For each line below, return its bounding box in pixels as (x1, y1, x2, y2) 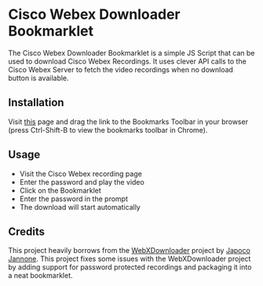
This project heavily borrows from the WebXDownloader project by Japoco (8, 246, 251, 255)
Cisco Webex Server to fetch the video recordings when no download (8, 64, 234, 74)
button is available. (8, 73, 69, 82)
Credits (8, 225, 46, 238)
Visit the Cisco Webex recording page (19, 169, 143, 178)
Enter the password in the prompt (19, 194, 128, 203)
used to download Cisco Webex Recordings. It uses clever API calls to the (8, 57, 247, 66)
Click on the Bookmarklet (19, 185, 102, 195)
